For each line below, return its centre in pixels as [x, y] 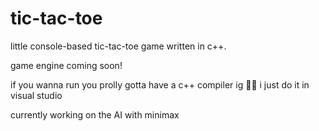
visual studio [36, 95]
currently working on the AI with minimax [95, 114]
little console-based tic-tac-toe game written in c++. [118, 46]
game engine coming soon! [66, 65]
